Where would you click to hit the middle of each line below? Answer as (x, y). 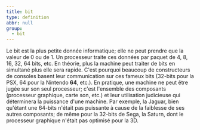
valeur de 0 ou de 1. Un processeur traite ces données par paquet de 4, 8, (97, 57)
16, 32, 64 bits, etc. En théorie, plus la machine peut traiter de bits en (91, 64)
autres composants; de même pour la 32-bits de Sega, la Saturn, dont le (95, 114)
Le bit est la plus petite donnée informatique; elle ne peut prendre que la (95, 51)
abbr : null (20, 23)
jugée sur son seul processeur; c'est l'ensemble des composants (86, 89)
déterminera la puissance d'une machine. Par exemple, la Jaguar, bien (93, 101)
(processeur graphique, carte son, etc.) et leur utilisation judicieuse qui (93, 95)
